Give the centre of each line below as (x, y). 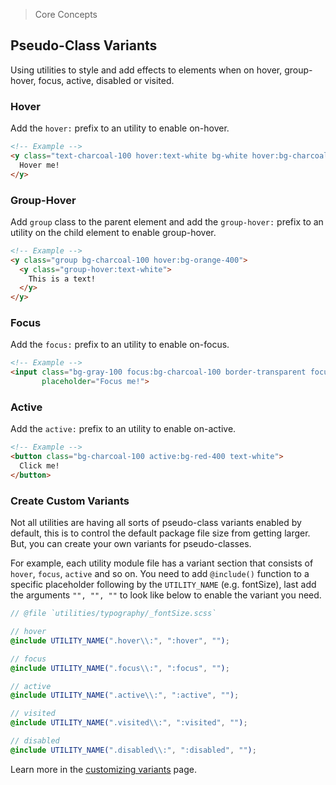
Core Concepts (66, 14)
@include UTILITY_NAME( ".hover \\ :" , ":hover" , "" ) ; (120, 640)
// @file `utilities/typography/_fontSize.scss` (113, 614)
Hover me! (39, 165)
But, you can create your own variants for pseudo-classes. (131, 544)
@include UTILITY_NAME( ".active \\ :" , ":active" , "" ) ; (125, 695)
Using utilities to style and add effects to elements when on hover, (146, 70)
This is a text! (62, 279)
